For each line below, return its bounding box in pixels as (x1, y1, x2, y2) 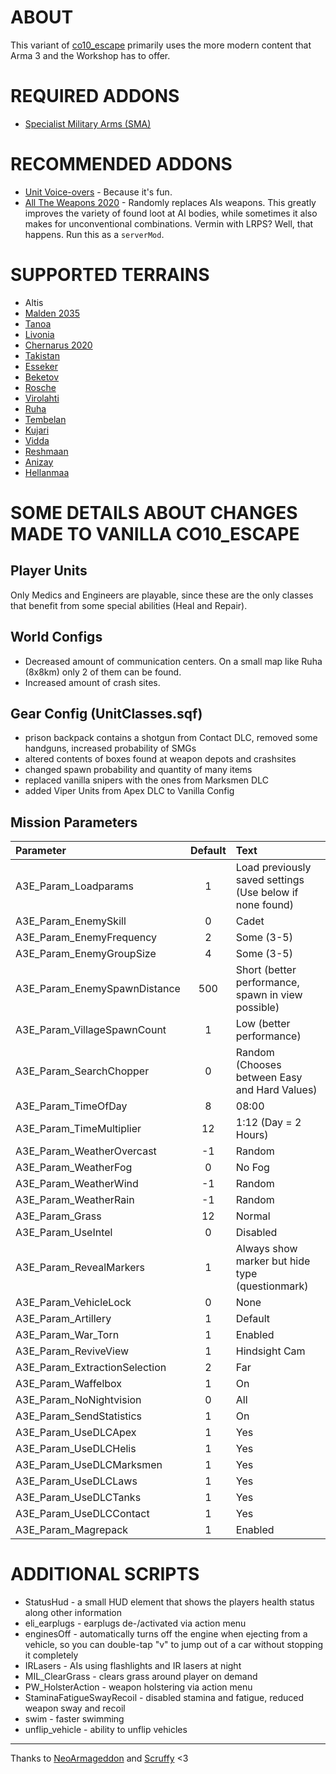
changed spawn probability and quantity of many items (24, 764, 253, 776)
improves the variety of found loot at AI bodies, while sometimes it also (24, 207, 318, 219)
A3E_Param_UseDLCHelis (15, 1442, 137, 1456)
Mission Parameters (10, 814, 138, 831)
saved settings (235, 873, 305, 887)
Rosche (24, 381, 57, 393)
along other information (24, 1607, 122, 1619)
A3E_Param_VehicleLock (15, 1296, 132, 1310)
